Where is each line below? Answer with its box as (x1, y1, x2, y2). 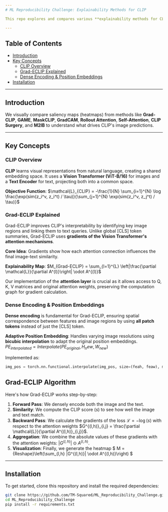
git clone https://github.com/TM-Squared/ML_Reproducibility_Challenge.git (5, 492, 166, 498)
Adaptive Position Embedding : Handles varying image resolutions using (5, 333, 154, 339)
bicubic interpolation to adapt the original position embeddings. (5, 338, 137, 344)
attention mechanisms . (5, 239, 54, 245)
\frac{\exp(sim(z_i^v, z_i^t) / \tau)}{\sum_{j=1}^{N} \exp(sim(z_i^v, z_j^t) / (5, 193, 155, 199)
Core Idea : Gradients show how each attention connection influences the (5, 248, 156, 254)
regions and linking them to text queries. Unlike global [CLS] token (5, 228, 141, 234)
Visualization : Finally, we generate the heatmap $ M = (12, 445, 125, 451)
